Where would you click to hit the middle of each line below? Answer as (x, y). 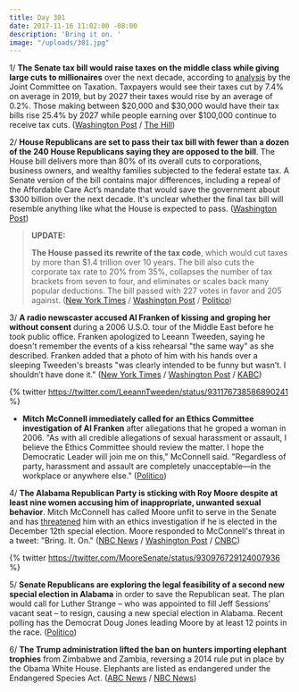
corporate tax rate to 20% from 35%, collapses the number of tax (152, 272)
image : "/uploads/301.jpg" (59, 42)
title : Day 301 (37, 17)
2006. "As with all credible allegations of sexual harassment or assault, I (154, 438)
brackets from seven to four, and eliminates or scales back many (150, 282)
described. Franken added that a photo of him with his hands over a (134, 356)
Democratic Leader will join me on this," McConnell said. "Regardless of (154, 457)
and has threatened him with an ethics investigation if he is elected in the (143, 522)
